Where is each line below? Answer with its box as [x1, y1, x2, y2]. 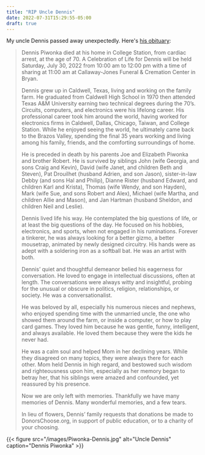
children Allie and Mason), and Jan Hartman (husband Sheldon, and [21, 197, 193, 204]
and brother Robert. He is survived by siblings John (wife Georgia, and [21, 157, 199, 165]
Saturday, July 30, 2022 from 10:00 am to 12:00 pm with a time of [21, 62, 187, 69]
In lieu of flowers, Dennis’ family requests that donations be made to [21, 411, 194, 418]
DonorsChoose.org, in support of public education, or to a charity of [21, 417, 193, 424]
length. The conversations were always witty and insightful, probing [21, 279, 193, 286]
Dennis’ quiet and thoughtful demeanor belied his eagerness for [21, 266, 183, 273]
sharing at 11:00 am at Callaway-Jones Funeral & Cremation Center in [21, 69, 196, 76]
